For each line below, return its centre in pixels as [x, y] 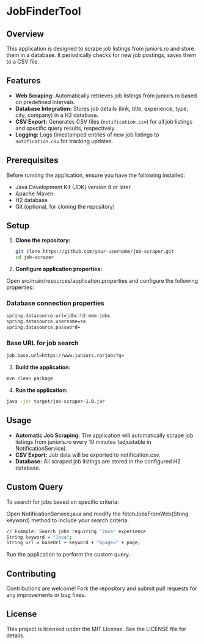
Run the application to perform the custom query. [68, 555]
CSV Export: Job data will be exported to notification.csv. [88, 455]
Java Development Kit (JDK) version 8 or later [73, 187]
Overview [25, 34]
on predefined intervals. [45, 102]
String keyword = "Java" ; [39, 537]
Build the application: [43, 367]
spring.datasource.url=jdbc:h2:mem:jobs [59, 316]
